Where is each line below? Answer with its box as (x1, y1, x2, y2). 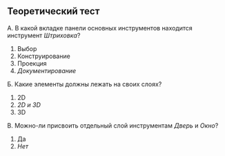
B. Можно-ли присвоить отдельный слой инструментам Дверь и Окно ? (7, 121, 219, 130)
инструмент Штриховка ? (7, 31, 81, 39)
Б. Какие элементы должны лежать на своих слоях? (7, 79, 162, 88)
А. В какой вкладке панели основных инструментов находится (7, 23, 193, 32)
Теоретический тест (7, 6, 100, 17)
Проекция (17, 59, 47, 68)
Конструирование (17, 52, 70, 60)
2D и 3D (17, 100, 41, 109)
